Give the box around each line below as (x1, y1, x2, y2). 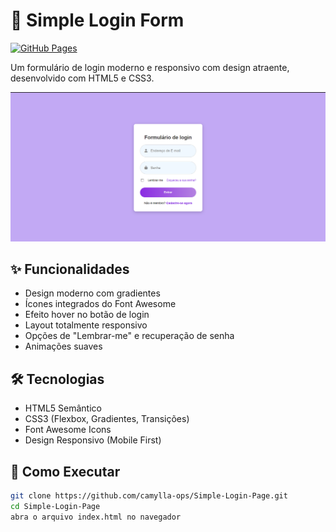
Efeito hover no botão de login (24, 309, 150, 321)
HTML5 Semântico (24, 402, 102, 414)
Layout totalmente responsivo (24, 319, 148, 331)
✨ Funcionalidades (10, 261, 130, 278)
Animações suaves (24, 340, 103, 353)
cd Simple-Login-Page (10, 501, 101, 511)
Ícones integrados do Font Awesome (24, 298, 177, 310)
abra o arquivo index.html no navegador (10, 512, 182, 522)
